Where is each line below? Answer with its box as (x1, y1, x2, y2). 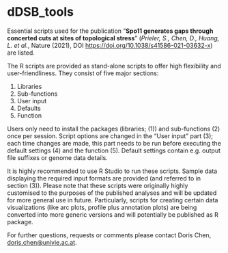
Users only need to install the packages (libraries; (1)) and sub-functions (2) (7, 124, 220, 133)
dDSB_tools (7, 4, 74, 20)
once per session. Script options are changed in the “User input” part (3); (7, 131, 214, 140)
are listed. (7, 49, 35, 57)
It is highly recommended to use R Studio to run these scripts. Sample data (7, 167, 218, 175)
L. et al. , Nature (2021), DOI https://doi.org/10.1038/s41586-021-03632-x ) (7, 41, 213, 49)
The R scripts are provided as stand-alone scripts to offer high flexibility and (7, 62, 222, 70)
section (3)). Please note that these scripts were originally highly (7, 181, 188, 189)
